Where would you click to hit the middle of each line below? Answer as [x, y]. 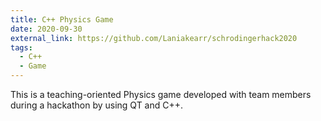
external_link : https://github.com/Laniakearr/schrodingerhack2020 [154, 38]
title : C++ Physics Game [62, 19]
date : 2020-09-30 [46, 29]
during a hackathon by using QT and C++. [97, 105]
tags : [21, 47]
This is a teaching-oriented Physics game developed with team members [161, 94]
